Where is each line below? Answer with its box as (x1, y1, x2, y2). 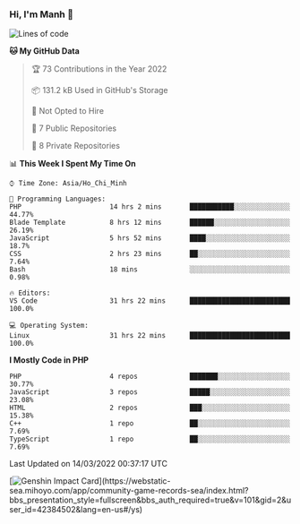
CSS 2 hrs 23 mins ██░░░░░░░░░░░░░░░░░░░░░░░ (9, 250, 291, 259)
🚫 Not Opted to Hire (30, 106, 105, 116)
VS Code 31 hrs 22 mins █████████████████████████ (9, 296, 291, 305)
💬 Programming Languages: (9, 194, 106, 204)
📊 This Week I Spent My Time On (9, 159, 136, 169)
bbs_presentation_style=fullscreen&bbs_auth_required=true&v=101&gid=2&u (9, 494, 292, 505)
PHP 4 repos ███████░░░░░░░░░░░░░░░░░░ (9, 372, 291, 382)
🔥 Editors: (9, 288, 51, 298)
